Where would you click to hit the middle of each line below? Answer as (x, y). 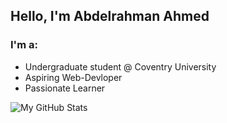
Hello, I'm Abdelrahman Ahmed (110, 16)
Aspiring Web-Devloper (73, 77)
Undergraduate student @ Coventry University (120, 66)
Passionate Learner (65, 88)
